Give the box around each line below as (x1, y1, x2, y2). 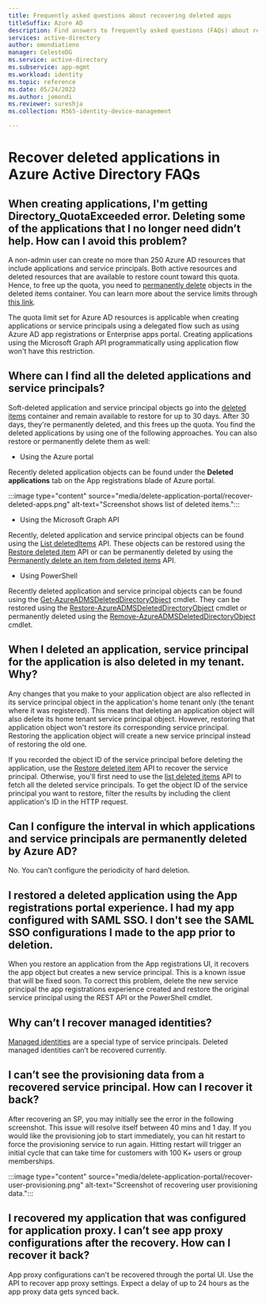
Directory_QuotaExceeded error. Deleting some (8, 209, 245, 223)
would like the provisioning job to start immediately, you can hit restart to (8, 1131, 245, 1141)
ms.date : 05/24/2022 (8, 85, 77, 94)
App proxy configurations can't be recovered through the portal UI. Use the (8, 1270, 254, 1279)
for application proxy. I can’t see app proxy (8, 1224, 223, 1237)
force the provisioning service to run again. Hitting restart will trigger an (8, 1139, 241, 1149)
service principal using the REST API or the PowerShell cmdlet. (8, 993, 214, 1003)
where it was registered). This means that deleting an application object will (8, 705, 255, 715)
